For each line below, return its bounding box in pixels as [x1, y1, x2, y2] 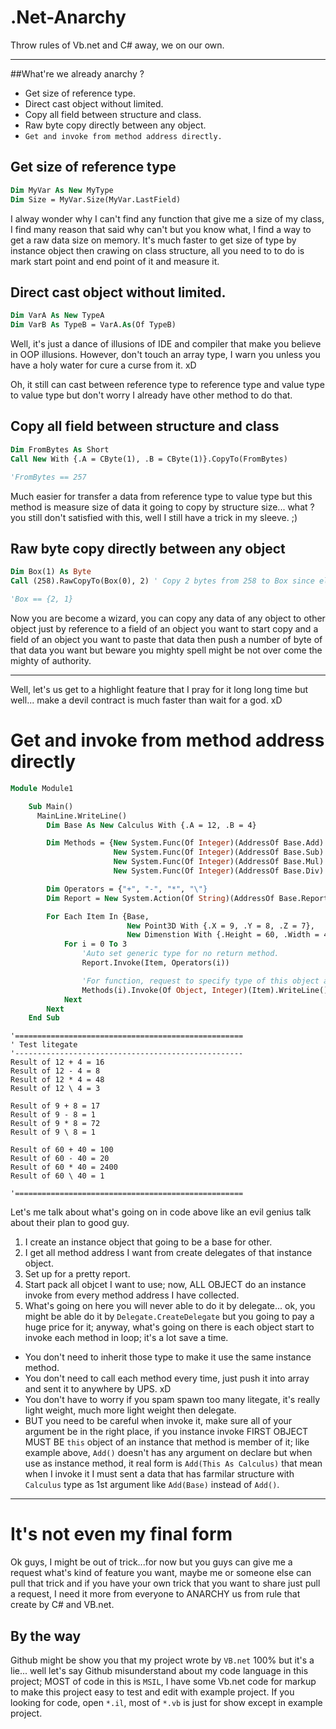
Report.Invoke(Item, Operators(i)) [81, 958, 230, 968]
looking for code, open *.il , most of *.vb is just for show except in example [10, 1697, 323, 1708]
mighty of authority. [10, 654, 92, 666]
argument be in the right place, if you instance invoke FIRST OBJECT [24, 1426, 309, 1438]
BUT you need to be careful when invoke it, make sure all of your [24, 1415, 293, 1427]
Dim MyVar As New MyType [10, 185, 114, 195]
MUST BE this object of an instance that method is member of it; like [24, 1436, 310, 1448]
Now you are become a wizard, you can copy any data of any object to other [10, 612, 326, 624]
